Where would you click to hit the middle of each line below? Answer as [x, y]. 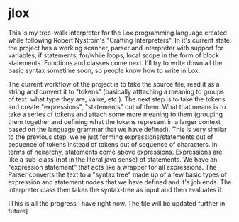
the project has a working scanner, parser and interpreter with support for [116, 48]
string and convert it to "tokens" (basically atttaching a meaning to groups [116, 91]
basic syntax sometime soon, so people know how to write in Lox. [104, 70]
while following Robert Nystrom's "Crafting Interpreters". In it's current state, [120, 40]
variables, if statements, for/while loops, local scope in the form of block [113, 55]
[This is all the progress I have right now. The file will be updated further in [117, 203]
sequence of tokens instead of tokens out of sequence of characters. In [113, 144]
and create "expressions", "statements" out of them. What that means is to [117, 106]
